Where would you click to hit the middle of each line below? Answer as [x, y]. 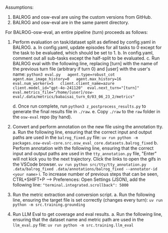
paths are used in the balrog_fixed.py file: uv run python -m [75, 137]
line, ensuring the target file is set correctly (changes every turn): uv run [88, 200]
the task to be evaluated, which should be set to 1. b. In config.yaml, [83, 53]
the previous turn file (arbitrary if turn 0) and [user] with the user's [81, 69]
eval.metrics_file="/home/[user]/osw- [53, 92]
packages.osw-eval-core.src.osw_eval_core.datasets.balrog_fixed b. [85, 143]
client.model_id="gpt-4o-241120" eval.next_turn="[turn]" [76, 88]
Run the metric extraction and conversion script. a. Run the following [84, 195]
